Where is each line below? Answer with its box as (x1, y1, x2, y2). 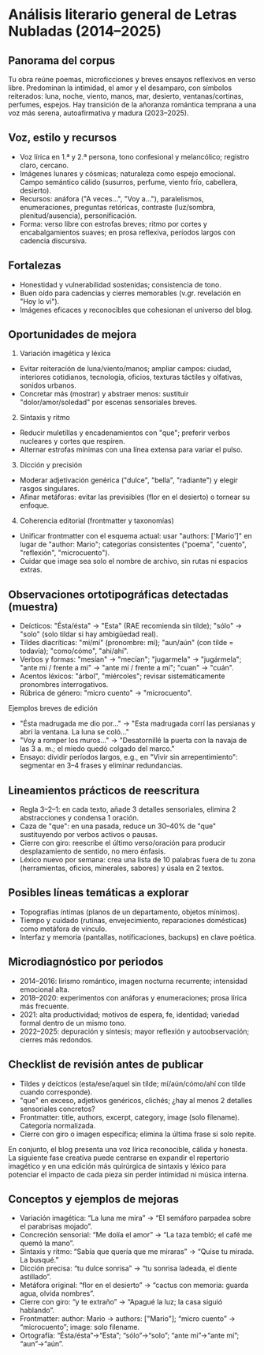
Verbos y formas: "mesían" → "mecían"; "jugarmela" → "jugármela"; (19, 655, 242, 664)
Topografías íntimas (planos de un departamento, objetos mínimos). (19, 906, 240, 917)
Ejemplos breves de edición (8, 704, 99, 713)
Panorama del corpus (8, 54, 116, 67)
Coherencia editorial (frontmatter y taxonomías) (19, 516, 175, 526)
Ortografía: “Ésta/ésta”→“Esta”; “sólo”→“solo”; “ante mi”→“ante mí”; (19, 1331, 240, 1340)
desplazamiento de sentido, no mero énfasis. (19, 846, 166, 856)
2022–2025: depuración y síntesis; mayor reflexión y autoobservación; (19, 1027, 250, 1036)
